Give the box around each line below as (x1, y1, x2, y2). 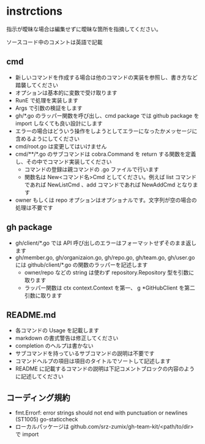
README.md (6, 310, 56, 320)
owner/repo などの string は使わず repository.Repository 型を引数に (24, 269, 195, 276)
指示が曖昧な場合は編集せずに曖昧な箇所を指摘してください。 (6, 25, 162, 33)
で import (15, 431, 39, 438)
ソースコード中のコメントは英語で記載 (6, 38, 103, 45)
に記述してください (15, 373, 64, 380)
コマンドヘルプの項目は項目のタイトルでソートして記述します (15, 358, 171, 365)
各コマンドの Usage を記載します (15, 327, 100, 334)
